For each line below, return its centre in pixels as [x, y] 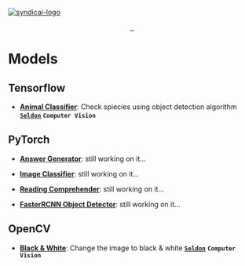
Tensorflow [37, 87]
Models [33, 59]
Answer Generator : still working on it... [83, 159]
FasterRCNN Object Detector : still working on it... [100, 204]
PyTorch [29, 140]
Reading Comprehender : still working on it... [92, 189]
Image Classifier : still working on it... [79, 173]
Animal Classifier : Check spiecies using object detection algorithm [128, 107]
